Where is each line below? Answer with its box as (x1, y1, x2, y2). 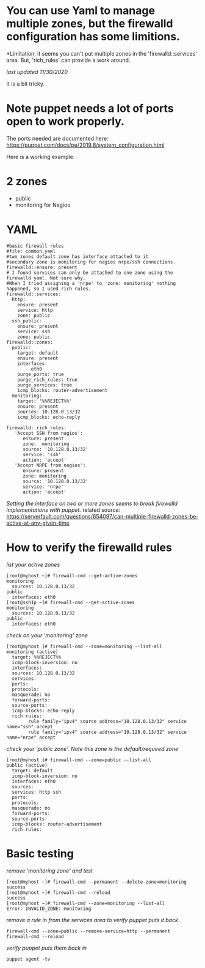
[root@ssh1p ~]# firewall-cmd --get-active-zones (6, 599, 135, 605)
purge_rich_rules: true (17, 377, 78, 383)
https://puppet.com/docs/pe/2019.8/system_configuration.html (6, 141, 165, 149)
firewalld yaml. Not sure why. (6, 275, 86, 281)
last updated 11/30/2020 (6, 68, 68, 75)
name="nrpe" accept (6, 734, 56, 741)
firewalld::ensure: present (6, 264, 78, 270)
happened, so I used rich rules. (6, 286, 92, 292)
